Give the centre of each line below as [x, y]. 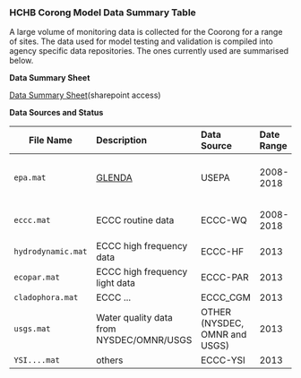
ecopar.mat [37, 278]
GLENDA [114, 178]
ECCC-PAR [224, 278]
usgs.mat [32, 329]
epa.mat [30, 178]
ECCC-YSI [223, 360]
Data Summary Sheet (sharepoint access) [85, 95]
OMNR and [224, 335]
